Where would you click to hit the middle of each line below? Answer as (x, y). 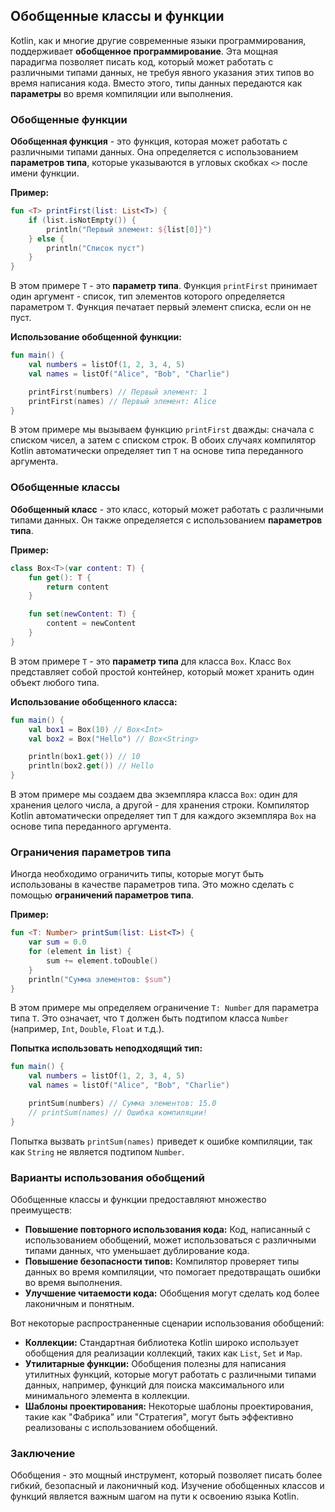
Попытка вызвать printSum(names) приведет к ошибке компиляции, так (161, 1141)
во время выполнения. (73, 1282)
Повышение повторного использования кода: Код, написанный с (168, 1229)
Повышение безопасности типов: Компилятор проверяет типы (162, 1261)
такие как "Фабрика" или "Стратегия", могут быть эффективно (159, 1417)
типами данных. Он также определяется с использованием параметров (166, 520)
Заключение (43, 1453)
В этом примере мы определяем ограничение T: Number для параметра (165, 1008)
